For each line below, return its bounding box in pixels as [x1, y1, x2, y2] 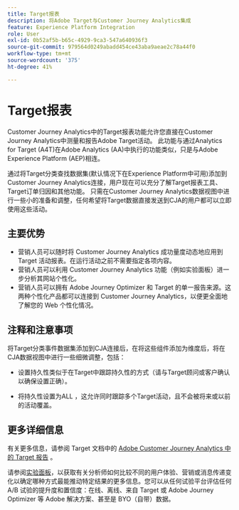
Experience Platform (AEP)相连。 [7, 154, 105, 162]
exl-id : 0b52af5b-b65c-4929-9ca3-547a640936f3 [7, 37, 148, 44]
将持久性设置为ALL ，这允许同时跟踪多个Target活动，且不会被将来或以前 [17, 392, 231, 400]
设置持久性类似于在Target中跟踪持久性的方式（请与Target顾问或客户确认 [17, 368, 230, 377]
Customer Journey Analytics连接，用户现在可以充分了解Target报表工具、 [7, 178, 222, 186]
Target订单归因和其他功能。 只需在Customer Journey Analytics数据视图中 [7, 186, 224, 196]
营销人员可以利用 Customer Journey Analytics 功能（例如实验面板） [17, 265, 217, 274]
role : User [7, 30, 40, 38]
